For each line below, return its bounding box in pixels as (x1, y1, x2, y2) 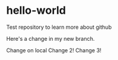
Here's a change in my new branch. (6, 35, 95, 42)
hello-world (6, 4, 67, 17)
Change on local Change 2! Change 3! (6, 46, 102, 54)
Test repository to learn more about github (6, 23, 112, 31)
